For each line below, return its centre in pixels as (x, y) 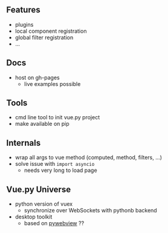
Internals (24, 143)
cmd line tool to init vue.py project (57, 117)
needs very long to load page (61, 170)
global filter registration (44, 37)
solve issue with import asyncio (55, 164)
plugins (24, 24)
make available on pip (42, 124)
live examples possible (52, 84)
